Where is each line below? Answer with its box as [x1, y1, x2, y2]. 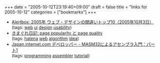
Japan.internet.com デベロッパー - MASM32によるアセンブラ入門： [11, 41, 147, 47]
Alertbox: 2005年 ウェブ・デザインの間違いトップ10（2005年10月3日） [11, 19, 154, 25]
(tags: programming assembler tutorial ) [11, 53, 90, 58]
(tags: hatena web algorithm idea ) [11, 36, 80, 41]
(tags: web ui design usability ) [11, 25, 72, 30]
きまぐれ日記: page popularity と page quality [11, 30, 103, 36]
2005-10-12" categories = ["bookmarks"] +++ [4, 9, 96, 15]
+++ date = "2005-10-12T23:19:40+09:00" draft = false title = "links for [4, 4, 147, 10]
